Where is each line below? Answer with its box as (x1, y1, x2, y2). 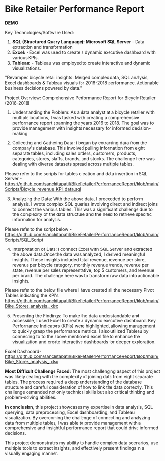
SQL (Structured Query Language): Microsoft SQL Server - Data (12, 38, 145, 45)
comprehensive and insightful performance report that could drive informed (5, 425, 159, 431)
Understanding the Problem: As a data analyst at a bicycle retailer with (12, 109, 155, 115)
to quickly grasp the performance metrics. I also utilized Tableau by (12, 328, 149, 334)
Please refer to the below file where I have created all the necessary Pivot (5, 287, 154, 293)
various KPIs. (12, 54, 39, 60)
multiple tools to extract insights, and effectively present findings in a (5, 445, 145, 451)
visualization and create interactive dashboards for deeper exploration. (12, 339, 156, 345)
